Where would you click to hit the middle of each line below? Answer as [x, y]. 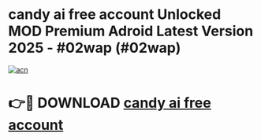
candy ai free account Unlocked [115, 15]
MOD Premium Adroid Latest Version [131, 31]
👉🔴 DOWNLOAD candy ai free [110, 103]
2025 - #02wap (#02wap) [95, 48]
